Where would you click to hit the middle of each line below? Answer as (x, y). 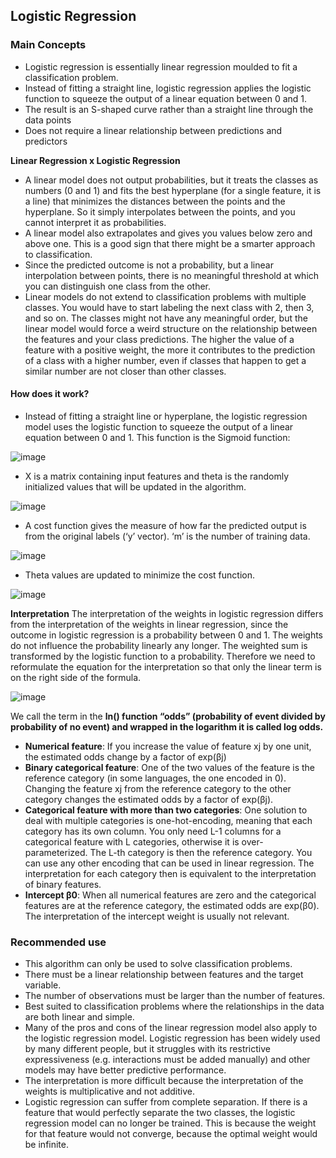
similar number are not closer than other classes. (125, 371)
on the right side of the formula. (76, 677)
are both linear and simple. (79, 1017)
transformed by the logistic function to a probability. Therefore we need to (163, 656)
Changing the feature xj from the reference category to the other (158, 788)
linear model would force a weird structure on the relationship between (171, 328)
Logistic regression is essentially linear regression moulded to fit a (161, 66)
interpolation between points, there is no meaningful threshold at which (172, 275)
